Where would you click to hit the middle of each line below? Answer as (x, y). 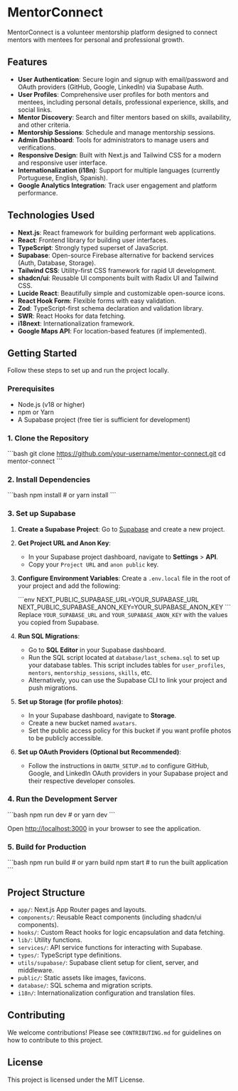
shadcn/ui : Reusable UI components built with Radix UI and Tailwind (118, 278)
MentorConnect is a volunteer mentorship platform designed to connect (113, 32)
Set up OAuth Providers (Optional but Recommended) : (99, 752)
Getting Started (42, 353)
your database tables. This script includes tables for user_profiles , (127, 665)
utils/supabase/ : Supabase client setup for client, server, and (108, 962)
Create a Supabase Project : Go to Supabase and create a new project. (121, 529)
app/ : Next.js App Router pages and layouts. (82, 909)
